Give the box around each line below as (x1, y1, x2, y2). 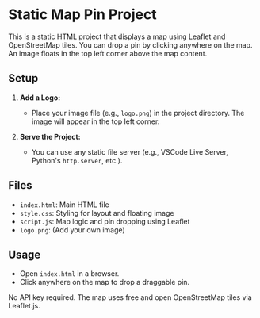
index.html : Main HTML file (19, 200, 109, 209)
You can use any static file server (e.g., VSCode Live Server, (31, 147, 228, 156)
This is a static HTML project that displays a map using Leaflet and (8, 32, 226, 41)
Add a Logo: (19, 93, 61, 102)
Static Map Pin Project (8, 6, 157, 24)
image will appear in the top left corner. (31, 117, 160, 126)
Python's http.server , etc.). (31, 155, 123, 165)
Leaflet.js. (8, 301, 41, 311)
